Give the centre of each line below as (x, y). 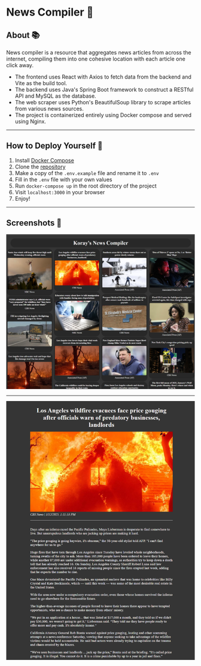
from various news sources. (49, 109)
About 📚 (23, 35)
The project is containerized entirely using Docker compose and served (103, 115)
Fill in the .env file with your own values (63, 179)
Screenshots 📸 (34, 223)
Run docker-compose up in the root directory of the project (86, 186)
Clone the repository (40, 167)
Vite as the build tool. (41, 83)
